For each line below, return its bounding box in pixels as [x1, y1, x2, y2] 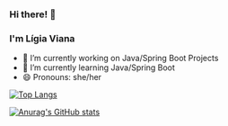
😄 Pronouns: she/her [22, 72, 101, 83]
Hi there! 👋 [9, 8, 57, 21]
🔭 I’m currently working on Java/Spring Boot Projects [22, 53, 219, 64]
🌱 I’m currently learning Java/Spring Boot [22, 62, 175, 73]
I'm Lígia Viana [9, 31, 75, 44]
